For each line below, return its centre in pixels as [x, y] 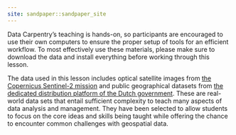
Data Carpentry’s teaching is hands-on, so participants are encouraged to [116, 34]
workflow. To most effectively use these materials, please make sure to [111, 49]
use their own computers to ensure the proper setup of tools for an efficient [118, 42]
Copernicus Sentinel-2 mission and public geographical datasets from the [116, 85]
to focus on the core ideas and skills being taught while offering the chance [118, 116]
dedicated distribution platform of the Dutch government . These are [107, 93]
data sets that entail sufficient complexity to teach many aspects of [124, 101]
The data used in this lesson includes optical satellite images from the [109, 78]
